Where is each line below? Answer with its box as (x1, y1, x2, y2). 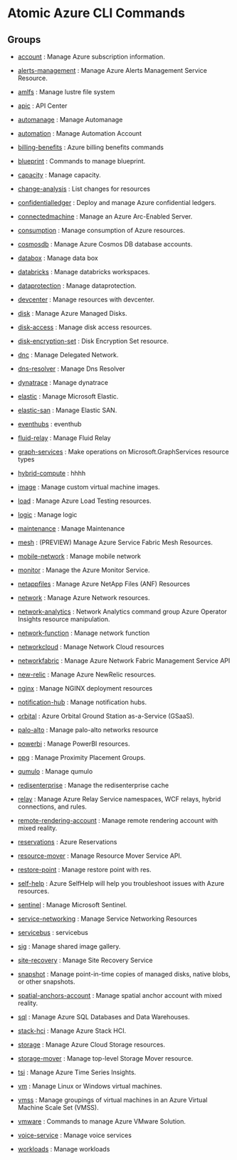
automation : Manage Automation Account (17, 129, 142, 137)
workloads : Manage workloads (17, 1145, 110, 1153)
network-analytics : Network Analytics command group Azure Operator (17, 607, 228, 616)
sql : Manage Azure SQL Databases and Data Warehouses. (17, 1013, 190, 1021)
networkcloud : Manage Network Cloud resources (17, 643, 165, 651)
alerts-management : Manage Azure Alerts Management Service (17, 66, 208, 74)
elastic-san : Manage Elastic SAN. (17, 406, 117, 414)
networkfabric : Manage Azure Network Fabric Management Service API (17, 656, 231, 665)
